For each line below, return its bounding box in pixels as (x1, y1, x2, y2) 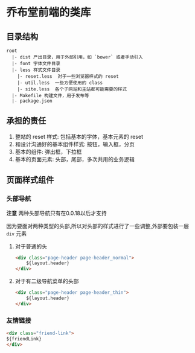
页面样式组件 (6, 175, 54, 185)
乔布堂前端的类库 (6, 5, 92, 19)
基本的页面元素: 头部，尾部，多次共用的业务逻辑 (14, 155, 135, 163)
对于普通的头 (14, 243, 47, 250)
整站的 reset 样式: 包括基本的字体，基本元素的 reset (14, 133, 144, 140)
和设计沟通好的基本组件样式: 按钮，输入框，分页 (14, 140, 135, 148)
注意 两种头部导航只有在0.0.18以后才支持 (6, 209, 107, 217)
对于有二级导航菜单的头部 (14, 278, 79, 285)
